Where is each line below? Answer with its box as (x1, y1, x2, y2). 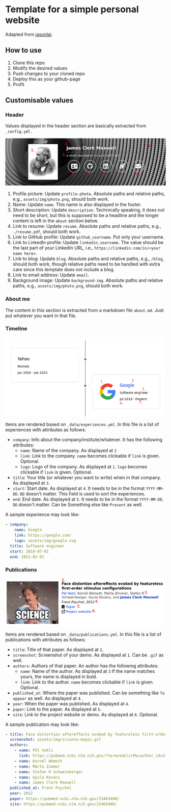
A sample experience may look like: (5, 511, 80, 518)
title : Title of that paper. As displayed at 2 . (12, 646, 104, 652)
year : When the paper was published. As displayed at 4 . (12, 700, 130, 706)
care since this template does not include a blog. (12, 267, 115, 273)
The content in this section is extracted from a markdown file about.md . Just (5, 307, 164, 313)
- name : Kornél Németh (14, 758, 63, 764)
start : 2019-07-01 (10, 549, 49, 554)
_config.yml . (5, 128, 32, 135)
